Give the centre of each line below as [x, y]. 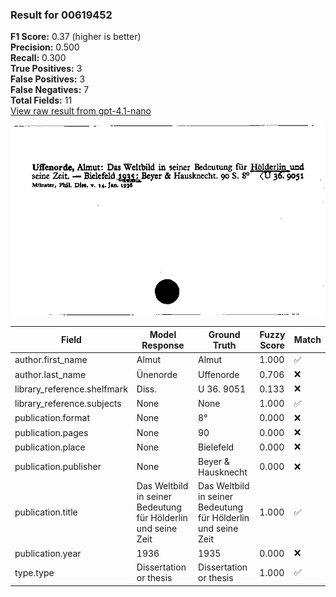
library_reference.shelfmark [71, 389]
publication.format [52, 418]
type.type [34, 572]
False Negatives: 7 [50, 90]
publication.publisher [58, 467]
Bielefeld [216, 447]
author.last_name [50, 374]
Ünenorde [157, 374]
